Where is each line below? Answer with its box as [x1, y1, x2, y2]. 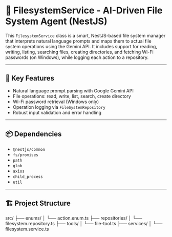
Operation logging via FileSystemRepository [12, 104, 106, 110]
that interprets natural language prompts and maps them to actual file [5, 38, 152, 44]
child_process [12, 174, 43, 179]
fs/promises [12, 152, 38, 157]
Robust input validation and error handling [12, 109, 101, 115]
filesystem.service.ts [5, 226, 50, 232]
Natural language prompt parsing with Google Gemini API [12, 87, 134, 94]
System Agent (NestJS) [5, 15, 107, 27]
